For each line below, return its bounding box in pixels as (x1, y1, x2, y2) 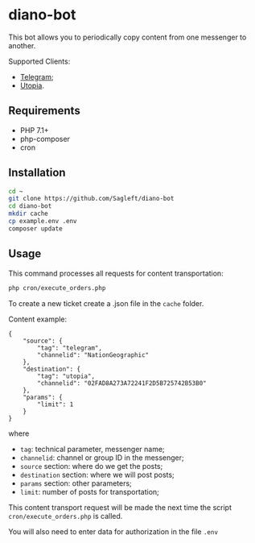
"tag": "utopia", (37, 372, 95, 380)
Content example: (8, 314, 68, 324)
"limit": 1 (37, 400, 74, 408)
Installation (8, 166, 66, 180)
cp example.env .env (8, 218, 78, 226)
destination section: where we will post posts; (19, 470, 175, 479)
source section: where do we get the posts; (19, 461, 163, 470)
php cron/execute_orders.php (8, 284, 106, 292)
